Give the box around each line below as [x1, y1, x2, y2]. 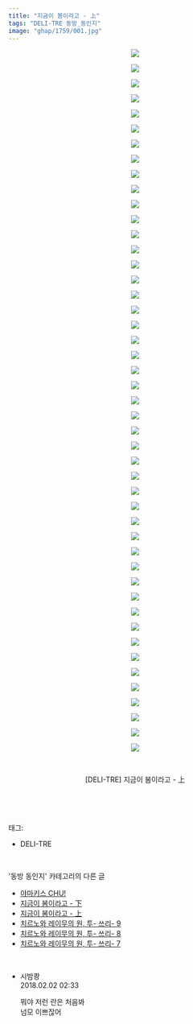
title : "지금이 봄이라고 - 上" [8, 11, 101, 20]
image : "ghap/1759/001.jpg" [8, 27, 103, 35]
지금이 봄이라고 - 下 [19, 898, 83, 908]
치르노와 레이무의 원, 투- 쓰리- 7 [19, 939, 121, 948]
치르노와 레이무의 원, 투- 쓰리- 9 [19, 919, 121, 928]
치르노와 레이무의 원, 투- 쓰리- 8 [19, 929, 121, 939]
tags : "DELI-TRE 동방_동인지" [8, 19, 101, 27]
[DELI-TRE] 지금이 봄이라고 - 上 [84, 774, 186, 785]
